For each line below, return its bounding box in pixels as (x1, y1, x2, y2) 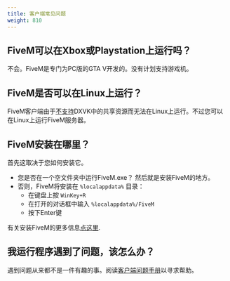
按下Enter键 (27, 208, 62, 216)
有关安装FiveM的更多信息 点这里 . (7, 223, 101, 232)
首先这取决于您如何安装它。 (7, 158, 88, 166)
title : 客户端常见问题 (7, 10, 67, 18)
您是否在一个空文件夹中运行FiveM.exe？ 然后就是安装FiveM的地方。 (17, 173, 215, 181)
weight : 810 (7, 17, 42, 24)
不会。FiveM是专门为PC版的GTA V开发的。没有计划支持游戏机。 (7, 65, 193, 73)
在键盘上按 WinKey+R (27, 190, 86, 199)
